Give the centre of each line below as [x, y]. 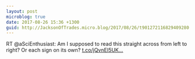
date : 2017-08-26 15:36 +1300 [43, 22]
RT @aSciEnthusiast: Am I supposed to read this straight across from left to [97, 44]
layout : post [22, 11]
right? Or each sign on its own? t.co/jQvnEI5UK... [65, 50]
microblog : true [26, 17]
